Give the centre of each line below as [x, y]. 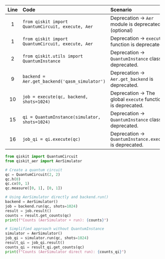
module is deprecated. [136, 24]
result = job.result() [28, 211]
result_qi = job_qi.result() [35, 243]
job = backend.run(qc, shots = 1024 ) [41, 206]
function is [123, 45]
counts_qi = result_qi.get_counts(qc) [45, 247]
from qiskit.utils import [53, 56]
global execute [127, 99]
